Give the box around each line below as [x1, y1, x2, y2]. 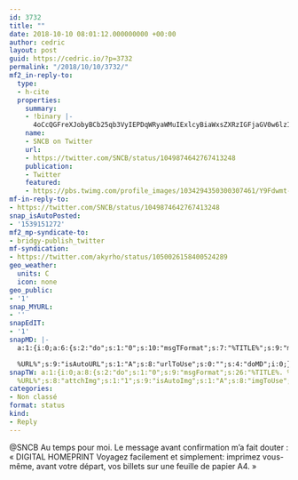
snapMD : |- [9, 335, 50, 344]
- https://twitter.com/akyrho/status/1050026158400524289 [9, 252, 228, 262]
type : [17, 79, 38, 88]
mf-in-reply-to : [9, 195, 69, 204]
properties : [17, 95, 62, 105]
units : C [17, 269, 50, 278]
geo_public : [9, 285, 53, 294]
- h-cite [17, 87, 50, 96]
